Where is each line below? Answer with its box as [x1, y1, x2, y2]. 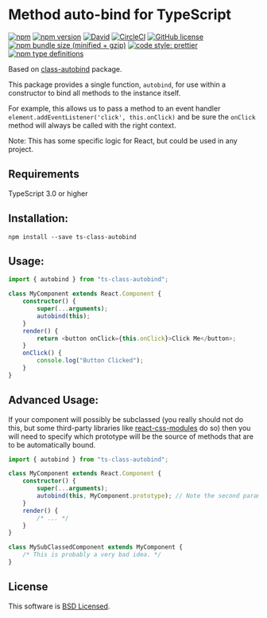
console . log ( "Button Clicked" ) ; [37, 357, 145, 365]
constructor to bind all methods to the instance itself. [8, 88, 181, 97]
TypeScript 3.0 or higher [8, 189, 88, 198]
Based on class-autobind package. [8, 64, 122, 73]
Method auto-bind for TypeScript [8, 6, 232, 24]
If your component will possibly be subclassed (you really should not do [8, 414, 244, 424]
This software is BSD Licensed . [8, 601, 110, 611]
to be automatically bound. [8, 440, 96, 449]
